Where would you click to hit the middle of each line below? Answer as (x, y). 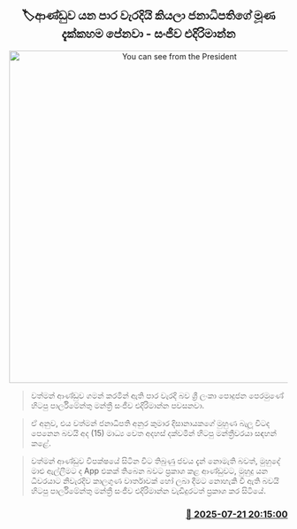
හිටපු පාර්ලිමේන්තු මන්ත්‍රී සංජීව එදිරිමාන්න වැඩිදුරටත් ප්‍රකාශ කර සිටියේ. (148, 490)
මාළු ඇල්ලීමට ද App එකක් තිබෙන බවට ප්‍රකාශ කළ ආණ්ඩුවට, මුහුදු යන (149, 471)
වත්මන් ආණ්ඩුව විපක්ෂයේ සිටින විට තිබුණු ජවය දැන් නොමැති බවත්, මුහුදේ (156, 461)
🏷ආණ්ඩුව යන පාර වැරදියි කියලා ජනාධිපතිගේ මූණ (148, 16)
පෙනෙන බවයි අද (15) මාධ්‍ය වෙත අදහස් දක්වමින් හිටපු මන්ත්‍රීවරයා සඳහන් (153, 432)
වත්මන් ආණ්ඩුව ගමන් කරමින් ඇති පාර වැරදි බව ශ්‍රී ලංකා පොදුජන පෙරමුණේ (157, 395)
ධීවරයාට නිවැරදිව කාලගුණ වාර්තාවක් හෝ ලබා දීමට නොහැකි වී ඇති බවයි (155, 480)
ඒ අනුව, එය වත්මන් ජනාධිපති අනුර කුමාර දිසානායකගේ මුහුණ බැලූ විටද (150, 423)
